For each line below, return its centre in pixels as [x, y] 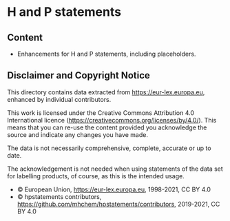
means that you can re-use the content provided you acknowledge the [107, 127]
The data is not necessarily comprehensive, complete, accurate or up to [109, 148]
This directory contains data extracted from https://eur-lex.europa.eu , [106, 92]
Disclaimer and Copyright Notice [79, 75]
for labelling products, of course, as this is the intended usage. [96, 176]
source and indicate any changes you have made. [77, 134]
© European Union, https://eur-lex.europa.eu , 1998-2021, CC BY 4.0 [114, 189]
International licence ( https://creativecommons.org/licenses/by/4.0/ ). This [112, 120]
